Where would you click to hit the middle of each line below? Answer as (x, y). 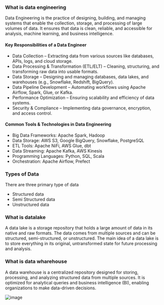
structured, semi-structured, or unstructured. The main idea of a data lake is (82, 238)
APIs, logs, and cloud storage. (42, 61)
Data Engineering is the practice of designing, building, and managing (75, 18)
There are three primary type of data (42, 185)
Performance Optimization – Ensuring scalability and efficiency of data (83, 98)
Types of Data (22, 174)
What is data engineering (36, 7)
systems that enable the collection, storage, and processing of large (74, 23)
